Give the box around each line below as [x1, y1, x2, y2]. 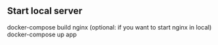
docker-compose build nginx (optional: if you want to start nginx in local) [7, 23, 212, 31]
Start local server [7, 5, 83, 17]
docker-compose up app [7, 30, 77, 38]
